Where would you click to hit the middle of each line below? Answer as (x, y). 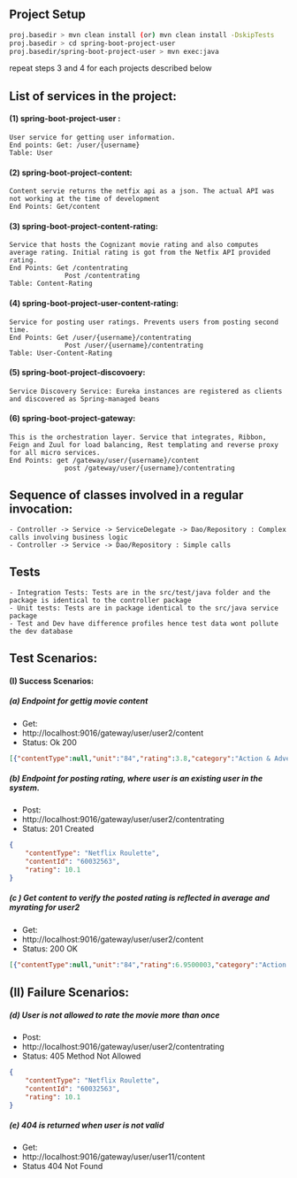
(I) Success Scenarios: (52, 681)
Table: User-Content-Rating (61, 353)
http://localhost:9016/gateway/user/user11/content (114, 1157)
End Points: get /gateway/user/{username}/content (104, 461)
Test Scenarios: (53, 658)
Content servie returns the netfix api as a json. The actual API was (142, 191)
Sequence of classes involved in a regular (126, 495)
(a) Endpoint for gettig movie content (79, 701)
